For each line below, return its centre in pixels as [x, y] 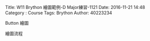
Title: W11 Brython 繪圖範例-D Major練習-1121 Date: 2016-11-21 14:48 [75, 7]
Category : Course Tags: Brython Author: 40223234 [59, 13]
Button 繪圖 [17, 23]
